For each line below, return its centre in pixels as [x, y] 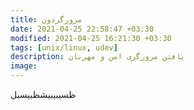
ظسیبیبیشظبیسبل [43, 94]
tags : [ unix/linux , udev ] [64, 47]
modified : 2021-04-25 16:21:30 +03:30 [91, 38]
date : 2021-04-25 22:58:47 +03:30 [82, 29]
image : [24, 66]
